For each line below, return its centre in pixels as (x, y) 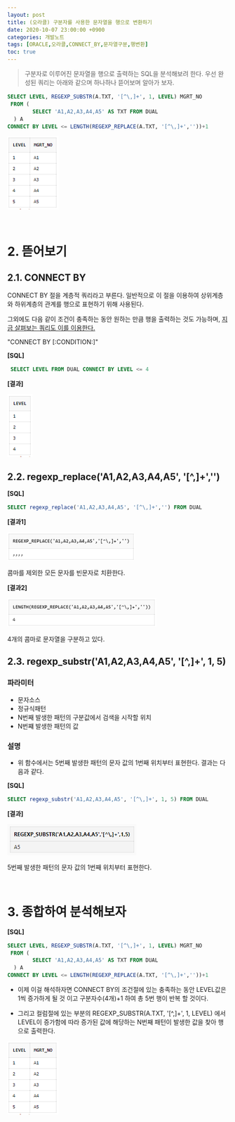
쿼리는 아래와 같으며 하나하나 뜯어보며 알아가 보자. (106, 82)
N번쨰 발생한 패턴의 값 (48, 726)
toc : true (22, 52)
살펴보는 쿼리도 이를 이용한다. (55, 328)
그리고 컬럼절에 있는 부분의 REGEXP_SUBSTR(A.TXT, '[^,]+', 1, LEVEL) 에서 (121, 1014)
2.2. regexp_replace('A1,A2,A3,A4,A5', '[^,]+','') (114, 477)
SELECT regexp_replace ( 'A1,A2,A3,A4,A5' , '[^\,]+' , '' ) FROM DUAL (105, 508)
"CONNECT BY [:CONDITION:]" (53, 342)
